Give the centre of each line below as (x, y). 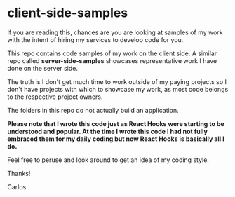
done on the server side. (43, 68)
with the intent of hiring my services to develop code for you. (95, 39)
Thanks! (19, 173)
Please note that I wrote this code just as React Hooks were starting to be (116, 123)
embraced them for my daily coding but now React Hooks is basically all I (116, 139)
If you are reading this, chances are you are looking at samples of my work (115, 32)
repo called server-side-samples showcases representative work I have (112, 60)
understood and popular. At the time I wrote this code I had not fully (108, 131)
